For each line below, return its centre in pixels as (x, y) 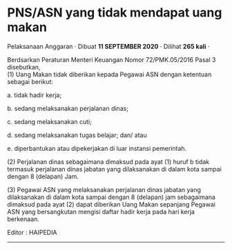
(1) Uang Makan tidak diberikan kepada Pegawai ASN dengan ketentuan (109, 74)
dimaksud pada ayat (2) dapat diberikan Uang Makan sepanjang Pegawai (112, 204)
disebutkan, (24, 67)
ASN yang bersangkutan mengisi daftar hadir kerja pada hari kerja (101, 211)
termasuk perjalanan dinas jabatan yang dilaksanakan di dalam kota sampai (115, 169)
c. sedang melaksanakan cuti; (49, 121)
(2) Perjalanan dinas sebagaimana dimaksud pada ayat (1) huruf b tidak (108, 162)
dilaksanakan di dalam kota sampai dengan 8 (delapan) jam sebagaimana (112, 197)
